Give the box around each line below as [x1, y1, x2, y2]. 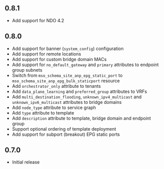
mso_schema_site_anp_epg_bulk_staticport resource [12, 78, 120, 84]
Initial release [12, 159, 40, 165]
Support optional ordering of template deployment [12, 126, 116, 132]
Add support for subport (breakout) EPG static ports [12, 131, 120, 137]
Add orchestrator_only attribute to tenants [12, 83, 101, 89]
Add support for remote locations [12, 50, 81, 57]
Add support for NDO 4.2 [12, 17, 64, 23]
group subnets [12, 67, 43, 73]
